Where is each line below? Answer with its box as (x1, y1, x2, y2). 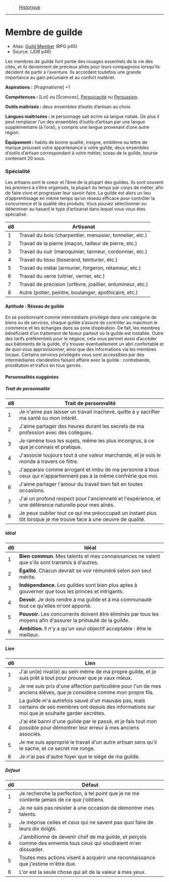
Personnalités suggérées (5, 374, 59, 380)
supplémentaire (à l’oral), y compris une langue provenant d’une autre (5, 124, 150, 130)
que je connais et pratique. (19, 444, 82, 450)
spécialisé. (5, 211, 28, 217)
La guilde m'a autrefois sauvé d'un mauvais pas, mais (19, 697, 146, 704)
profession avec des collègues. (19, 429, 93, 436)
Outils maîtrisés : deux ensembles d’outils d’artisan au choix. (5, 103, 132, 110)
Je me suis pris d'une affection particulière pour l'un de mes (19, 682, 161, 689)
